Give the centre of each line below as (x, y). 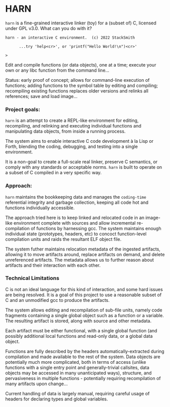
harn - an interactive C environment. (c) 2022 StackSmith (70, 38)
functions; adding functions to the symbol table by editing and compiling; (82, 85)
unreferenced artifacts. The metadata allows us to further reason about (80, 260)
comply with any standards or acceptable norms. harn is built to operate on (84, 167)
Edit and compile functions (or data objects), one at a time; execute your (81, 65)
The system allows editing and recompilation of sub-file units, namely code (84, 310)
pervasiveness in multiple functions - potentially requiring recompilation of (83, 378)
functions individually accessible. (40, 208)
